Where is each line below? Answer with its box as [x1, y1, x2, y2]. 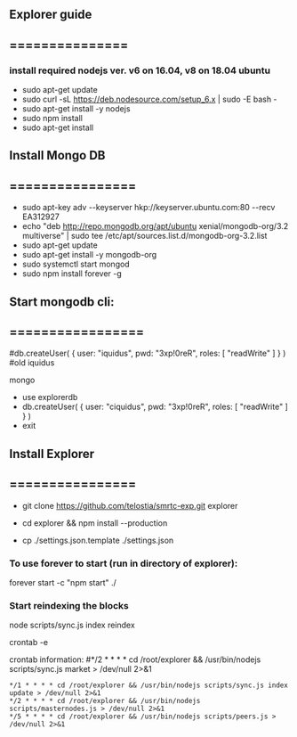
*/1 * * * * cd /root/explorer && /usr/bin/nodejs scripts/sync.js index [9, 681, 289, 690]
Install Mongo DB [9, 148, 106, 163]
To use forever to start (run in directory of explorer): [9, 557, 238, 569]
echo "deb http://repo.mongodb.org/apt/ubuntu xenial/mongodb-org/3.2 [21, 221, 289, 232]
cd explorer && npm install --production [21, 517, 168, 528]
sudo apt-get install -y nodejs [21, 103, 131, 114]
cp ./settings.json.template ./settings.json [21, 535, 174, 545]
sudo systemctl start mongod [21, 258, 131, 270]
